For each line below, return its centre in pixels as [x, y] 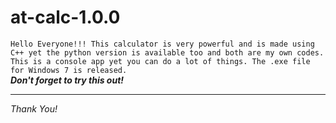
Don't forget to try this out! [67, 80]
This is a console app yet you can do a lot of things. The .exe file [160, 61]
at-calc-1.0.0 [65, 17]
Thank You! [34, 108]
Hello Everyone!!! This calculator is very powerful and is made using [162, 44]
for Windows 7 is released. [69, 70]
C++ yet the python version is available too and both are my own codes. [167, 52]
